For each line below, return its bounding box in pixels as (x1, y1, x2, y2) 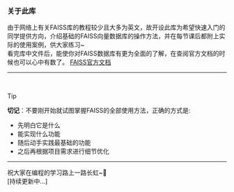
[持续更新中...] (7, 177, 48, 186)
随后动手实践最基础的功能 (17, 138, 91, 147)
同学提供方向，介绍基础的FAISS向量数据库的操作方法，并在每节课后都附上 (7, 32, 219, 40)
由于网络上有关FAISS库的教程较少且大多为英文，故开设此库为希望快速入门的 (7, 23, 226, 32)
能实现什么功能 (17, 130, 61, 138)
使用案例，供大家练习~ (19, 40, 85, 49)
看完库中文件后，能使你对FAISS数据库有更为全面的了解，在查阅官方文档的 (7, 49, 219, 58)
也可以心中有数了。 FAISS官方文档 (13, 58, 111, 67)
